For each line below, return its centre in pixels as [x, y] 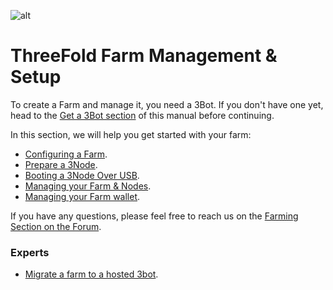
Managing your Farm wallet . [82, 196]
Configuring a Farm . [66, 154]
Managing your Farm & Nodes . [88, 186]
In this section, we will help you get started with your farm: [131, 134]
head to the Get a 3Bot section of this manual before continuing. [142, 115]
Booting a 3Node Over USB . [82, 175]
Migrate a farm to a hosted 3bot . [91, 274]
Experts [30, 252]
